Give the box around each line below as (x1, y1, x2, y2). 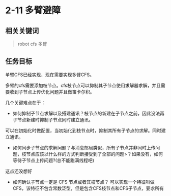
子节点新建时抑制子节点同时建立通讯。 (12, 116, 93, 122)
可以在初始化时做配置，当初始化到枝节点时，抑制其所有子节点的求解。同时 (5, 127, 161, 134)
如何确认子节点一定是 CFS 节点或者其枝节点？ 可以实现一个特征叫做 (12, 179, 155, 185)
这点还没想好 (5, 168, 32, 174)
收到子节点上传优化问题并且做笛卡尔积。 (9, 88, 95, 94)
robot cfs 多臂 (17, 41, 47, 47)
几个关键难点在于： (5, 100, 46, 106)
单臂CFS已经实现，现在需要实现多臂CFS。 (5, 72, 94, 78)
